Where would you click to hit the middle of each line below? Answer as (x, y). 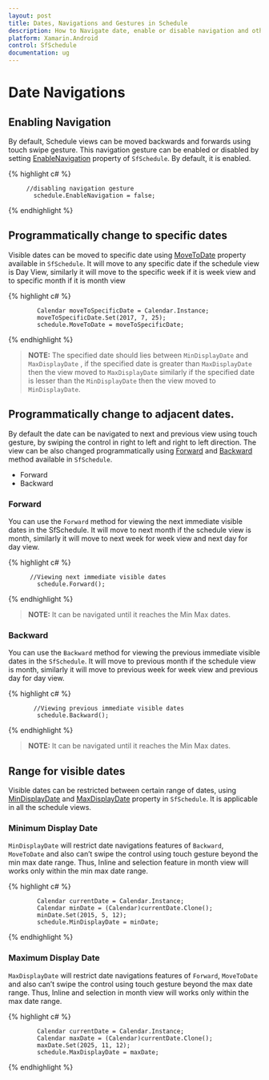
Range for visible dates (67, 771)
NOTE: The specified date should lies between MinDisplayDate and (138, 355)
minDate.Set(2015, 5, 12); (82, 915)
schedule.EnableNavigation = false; (94, 195)
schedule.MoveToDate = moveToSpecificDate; (110, 324)
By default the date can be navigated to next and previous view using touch (133, 433)
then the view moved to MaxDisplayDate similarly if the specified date (141, 372)
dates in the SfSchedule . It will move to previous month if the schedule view (132, 661)
